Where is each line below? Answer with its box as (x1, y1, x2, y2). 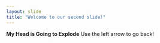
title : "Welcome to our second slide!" (6, 14, 106, 20)
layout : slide (6, 8, 42, 15)
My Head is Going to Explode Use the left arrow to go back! (6, 30, 155, 37)
